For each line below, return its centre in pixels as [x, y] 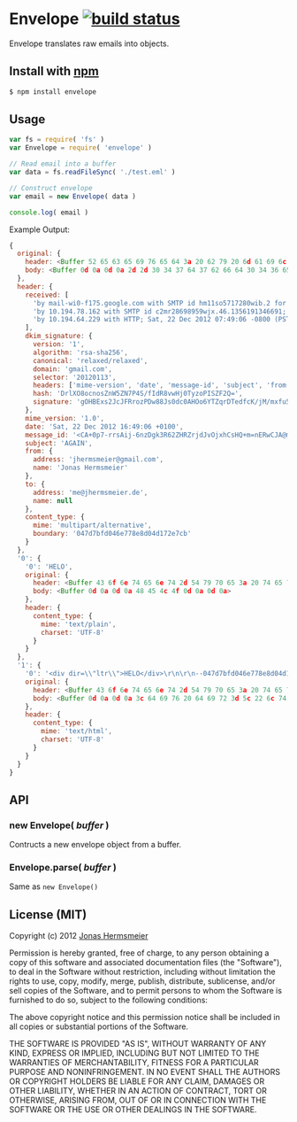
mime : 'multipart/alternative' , [92, 526]
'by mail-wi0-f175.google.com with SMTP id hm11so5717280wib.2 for [160, 303]
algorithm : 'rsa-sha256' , [80, 352]
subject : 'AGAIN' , [59, 443]
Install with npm [54, 71]
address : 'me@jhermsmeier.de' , [90, 492]
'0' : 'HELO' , [49, 567]
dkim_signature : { [59, 337]
